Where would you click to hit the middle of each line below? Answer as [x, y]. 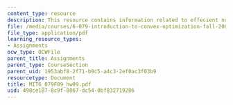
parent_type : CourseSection [48, 65]
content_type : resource [42, 13]
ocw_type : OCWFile [34, 52]
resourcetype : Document [42, 78]
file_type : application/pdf [48, 33]
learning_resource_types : [44, 39]
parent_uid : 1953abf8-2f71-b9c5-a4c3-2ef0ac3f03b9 [82, 71]
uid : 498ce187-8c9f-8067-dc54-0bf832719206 [71, 90]
